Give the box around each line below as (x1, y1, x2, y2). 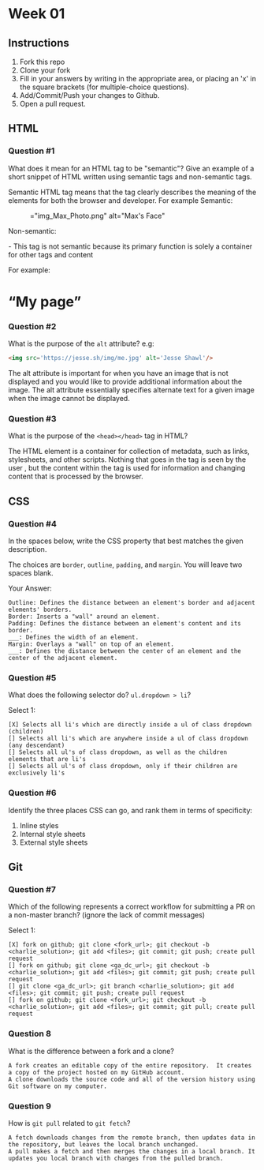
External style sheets (19, 838, 88, 847)
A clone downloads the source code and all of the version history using (8, 1075, 256, 1083)
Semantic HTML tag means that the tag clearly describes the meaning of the (8, 187, 257, 197)
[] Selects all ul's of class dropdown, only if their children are (8, 763, 238, 771)
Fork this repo (19, 57, 65, 66)
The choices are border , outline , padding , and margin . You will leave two (8, 560, 243, 569)
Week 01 (8, 5, 65, 23)
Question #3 (8, 413, 57, 424)
